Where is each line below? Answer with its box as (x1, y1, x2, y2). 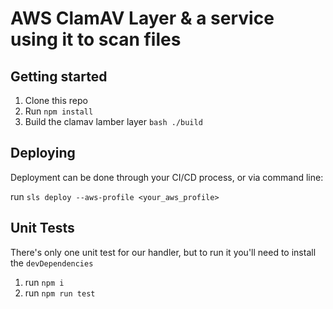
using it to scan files (10, 28, 182, 51)
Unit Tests (10, 220, 75, 237)
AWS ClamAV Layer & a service (10, 7, 275, 30)
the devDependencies (10, 257, 94, 269)
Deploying (10, 145, 76, 162)
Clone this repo (24, 95, 88, 106)
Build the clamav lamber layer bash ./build (24, 116, 203, 127)
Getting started (10, 68, 108, 85)
